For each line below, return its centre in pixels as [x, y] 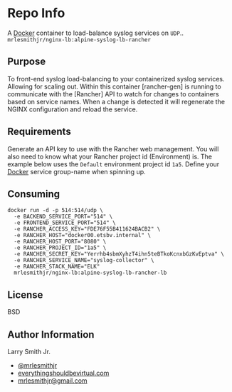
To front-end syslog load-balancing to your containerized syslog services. [116, 79]
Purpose [27, 62]
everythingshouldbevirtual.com [63, 373]
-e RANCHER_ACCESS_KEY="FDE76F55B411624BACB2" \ [87, 229]
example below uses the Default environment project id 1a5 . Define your [114, 164]
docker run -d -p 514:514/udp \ [55, 211]
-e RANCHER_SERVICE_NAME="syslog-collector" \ [84, 261]
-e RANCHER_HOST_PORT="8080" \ [60, 242]
